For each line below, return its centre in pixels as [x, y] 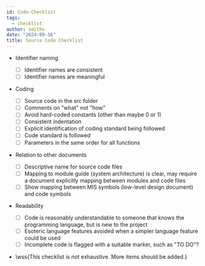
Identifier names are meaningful [65, 77]
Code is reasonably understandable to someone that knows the [104, 218]
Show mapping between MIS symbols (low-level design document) [109, 187]
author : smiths [26, 29]
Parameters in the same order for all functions [82, 142]
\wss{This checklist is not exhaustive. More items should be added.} [101, 256]
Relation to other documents [51, 154]
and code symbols [48, 194]
